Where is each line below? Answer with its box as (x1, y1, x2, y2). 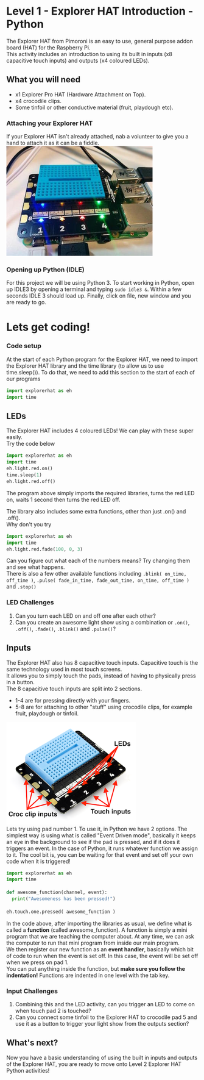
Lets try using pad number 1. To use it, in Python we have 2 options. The (6, 825, 188, 832)
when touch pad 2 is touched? (15, 1007, 91, 1014)
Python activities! (6, 1067, 50, 1074)
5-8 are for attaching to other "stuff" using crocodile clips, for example (15, 703, 193, 710)
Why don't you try (6, 520, 52, 528)
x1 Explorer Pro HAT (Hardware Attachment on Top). (15, 90, 146, 98)
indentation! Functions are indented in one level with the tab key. (6, 971, 170, 979)
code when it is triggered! (6, 857, 71, 865)
